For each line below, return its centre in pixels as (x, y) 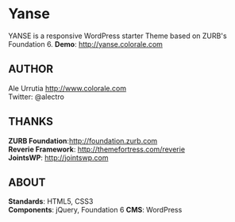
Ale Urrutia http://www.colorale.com (67, 88)
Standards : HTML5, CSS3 (51, 201)
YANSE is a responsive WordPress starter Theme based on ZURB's (118, 36)
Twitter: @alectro (37, 97)
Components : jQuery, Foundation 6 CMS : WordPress (95, 210)
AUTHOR (31, 69)
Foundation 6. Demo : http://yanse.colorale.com (85, 44)
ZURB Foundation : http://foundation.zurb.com (83, 140)
